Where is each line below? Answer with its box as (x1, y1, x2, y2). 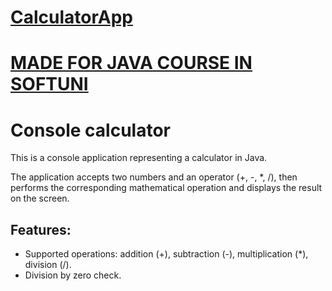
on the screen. (10, 192, 70, 205)
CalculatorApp (10, 6, 133, 29)
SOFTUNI (10, 73, 89, 96)
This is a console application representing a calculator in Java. (10, 152, 268, 164)
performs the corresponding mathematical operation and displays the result (10, 182, 323, 194)
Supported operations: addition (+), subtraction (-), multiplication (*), (24, 248, 309, 260)
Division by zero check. (24, 269, 122, 281)
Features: (10, 221, 72, 238)
